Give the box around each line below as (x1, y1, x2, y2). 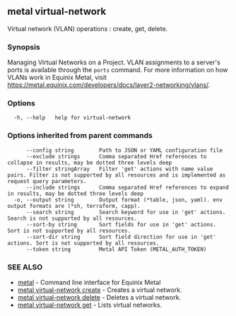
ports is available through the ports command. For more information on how (7, 66, 228, 74)
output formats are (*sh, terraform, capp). (7, 202, 141, 209)
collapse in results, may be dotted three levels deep (7, 159, 172, 166)
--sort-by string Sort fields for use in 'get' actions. (25, 221, 217, 228)
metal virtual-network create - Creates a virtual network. (17, 286, 182, 294)
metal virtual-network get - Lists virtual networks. (17, 300, 163, 309)
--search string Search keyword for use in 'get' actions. (25, 209, 226, 216)
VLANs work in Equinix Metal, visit (7, 74, 107, 82)
